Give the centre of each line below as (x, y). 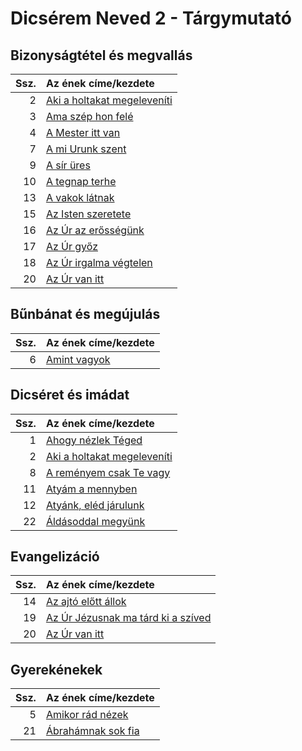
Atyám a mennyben (91, 489)
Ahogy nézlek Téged (94, 440)
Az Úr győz (71, 246)
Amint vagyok (78, 359)
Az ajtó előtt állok (86, 602)
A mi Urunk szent (86, 149)
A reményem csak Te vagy (108, 472)
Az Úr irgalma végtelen (99, 262)
